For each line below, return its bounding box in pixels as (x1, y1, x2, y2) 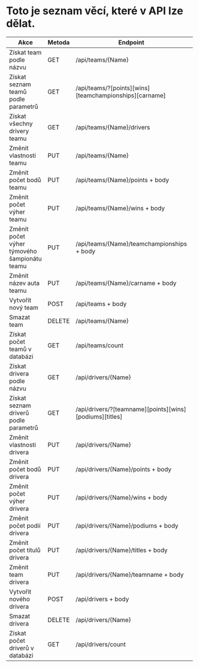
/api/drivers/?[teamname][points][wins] (75, 405, 187, 413)
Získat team (9, 48, 42, 56)
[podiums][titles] (75, 412, 123, 421)
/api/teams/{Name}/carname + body (75, 279, 176, 287)
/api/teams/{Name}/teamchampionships (75, 239, 188, 247)
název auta (9, 279, 40, 287)
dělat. (6, 17, 36, 30)
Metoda (47, 38, 70, 46)
